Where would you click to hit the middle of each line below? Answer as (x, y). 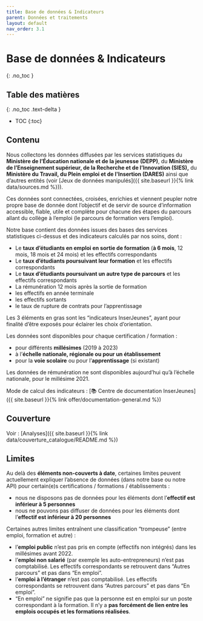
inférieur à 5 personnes (45, 505)
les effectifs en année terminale (55, 293)
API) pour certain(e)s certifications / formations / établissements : (88, 486)
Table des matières (43, 95)
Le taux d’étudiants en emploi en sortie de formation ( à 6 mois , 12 (99, 248)
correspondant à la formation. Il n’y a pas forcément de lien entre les (101, 605)
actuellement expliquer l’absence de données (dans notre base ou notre (96, 480)
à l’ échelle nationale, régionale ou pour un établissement (88, 354)
